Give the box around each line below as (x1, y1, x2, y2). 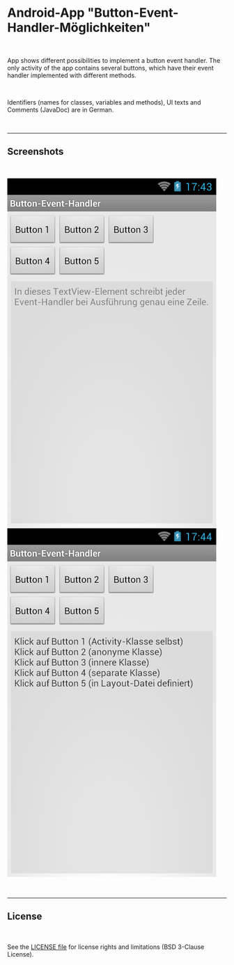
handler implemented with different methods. (7, 71, 137, 79)
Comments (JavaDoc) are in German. (7, 105, 114, 114)
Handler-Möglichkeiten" (7, 20, 151, 36)
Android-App (7, 5, 85, 21)
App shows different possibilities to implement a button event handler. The (7, 56, 221, 64)
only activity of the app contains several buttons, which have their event (7, 63, 214, 72)
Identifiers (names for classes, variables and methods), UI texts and (7, 98, 201, 106)
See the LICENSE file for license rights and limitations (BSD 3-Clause (7, 943, 205, 951)
